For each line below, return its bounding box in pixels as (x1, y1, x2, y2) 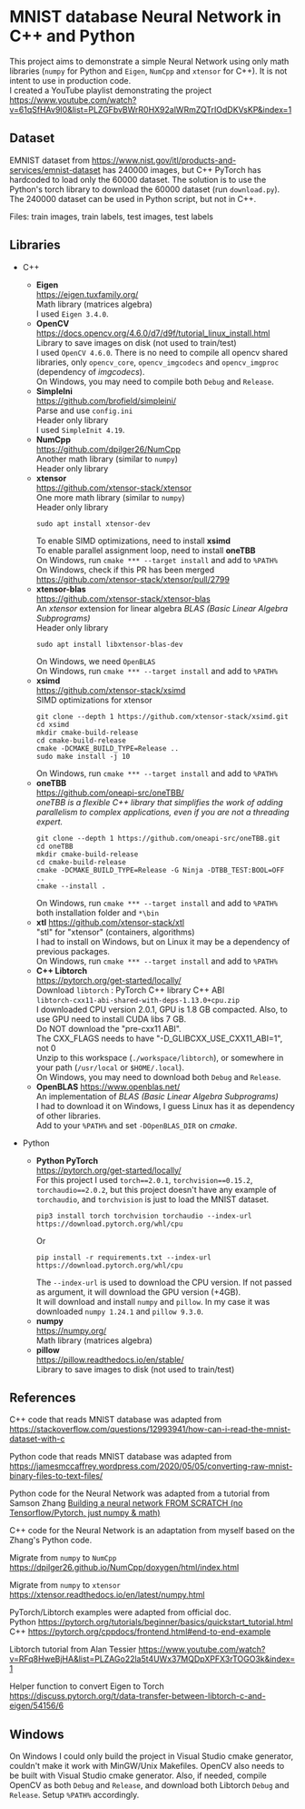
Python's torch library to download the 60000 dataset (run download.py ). (9, 184, 280, 195)
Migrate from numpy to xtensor (9, 1580, 121, 1591)
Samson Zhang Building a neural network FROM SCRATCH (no (9, 1498, 243, 1509)
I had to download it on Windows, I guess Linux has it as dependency (35, 1100, 295, 1111)
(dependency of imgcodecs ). (35, 366, 145, 377)
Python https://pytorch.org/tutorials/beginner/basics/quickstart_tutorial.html (9, 1617, 293, 1628)
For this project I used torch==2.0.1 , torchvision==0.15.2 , (35, 1174, 253, 1185)
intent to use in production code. (9, 75, 132, 86)
